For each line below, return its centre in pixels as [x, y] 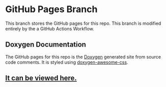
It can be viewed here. [41, 78]
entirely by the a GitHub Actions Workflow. [50, 28]
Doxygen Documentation [46, 45]
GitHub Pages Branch [51, 9]
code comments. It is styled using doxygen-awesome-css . [67, 62]
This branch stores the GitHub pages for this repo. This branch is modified [83, 23]
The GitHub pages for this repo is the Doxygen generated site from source [83, 57]
